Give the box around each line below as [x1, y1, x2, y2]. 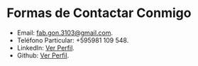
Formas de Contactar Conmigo [6, 5, 192, 21]
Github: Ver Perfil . [16, 51, 70, 60]
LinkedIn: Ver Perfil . [16, 43, 75, 52]
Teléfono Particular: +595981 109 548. [16, 35, 129, 44]
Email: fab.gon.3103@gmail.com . [16, 28, 114, 37]
